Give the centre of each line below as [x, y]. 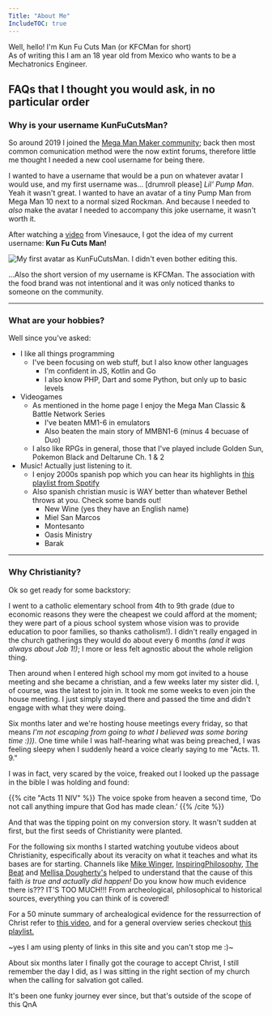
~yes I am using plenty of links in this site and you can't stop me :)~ [121, 947]
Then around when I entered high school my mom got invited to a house [128, 673]
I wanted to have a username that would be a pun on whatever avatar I [126, 176]
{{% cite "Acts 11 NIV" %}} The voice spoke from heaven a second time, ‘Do [135, 798]
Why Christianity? [45, 572]
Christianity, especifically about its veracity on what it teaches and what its [133, 855]
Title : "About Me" [39, 16]
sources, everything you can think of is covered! [89, 898]
